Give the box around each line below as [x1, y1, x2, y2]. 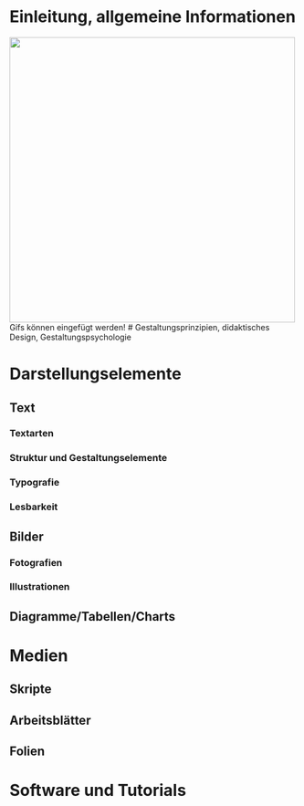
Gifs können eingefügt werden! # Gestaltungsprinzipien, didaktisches [9, 321, 270, 332]
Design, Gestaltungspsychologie [9, 331, 132, 342]
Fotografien [9, 556, 63, 569]
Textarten [9, 427, 55, 440]
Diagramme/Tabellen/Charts [9, 609, 176, 624]
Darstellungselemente [9, 363, 182, 384]
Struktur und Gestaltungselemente [9, 452, 167, 465]
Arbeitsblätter [9, 712, 91, 727]
